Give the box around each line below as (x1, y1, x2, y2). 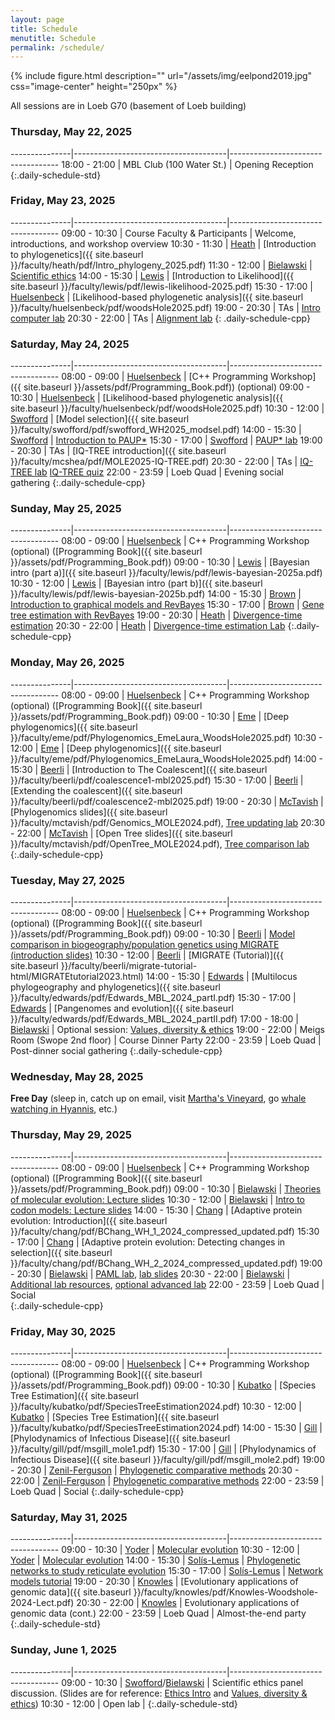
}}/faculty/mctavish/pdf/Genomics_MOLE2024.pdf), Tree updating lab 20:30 (10, 816, 325, 828)
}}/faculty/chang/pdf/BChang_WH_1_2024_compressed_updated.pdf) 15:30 (10, 1225, 320, 1237)
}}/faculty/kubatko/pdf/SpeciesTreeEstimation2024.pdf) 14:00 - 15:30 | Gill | (10, 1421, 323, 1433)
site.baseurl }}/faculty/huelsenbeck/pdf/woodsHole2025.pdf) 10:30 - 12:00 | (10, 402, 325, 415)
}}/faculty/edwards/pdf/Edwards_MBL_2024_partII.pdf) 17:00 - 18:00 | (10, 1013, 299, 1025)
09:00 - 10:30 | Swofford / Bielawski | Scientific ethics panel (61, 1676, 304, 1688)
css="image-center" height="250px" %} (10, 81, 178, 93)
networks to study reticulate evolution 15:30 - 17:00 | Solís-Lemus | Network (10, 1565, 324, 1577)
